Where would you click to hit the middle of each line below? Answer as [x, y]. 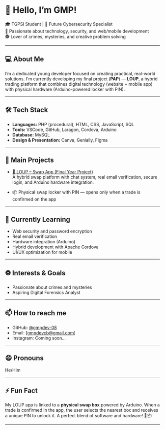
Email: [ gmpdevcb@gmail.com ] [44, 332]
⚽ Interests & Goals [35, 273]
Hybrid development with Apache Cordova [55, 247]
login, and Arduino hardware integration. [53, 182]
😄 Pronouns [25, 358]
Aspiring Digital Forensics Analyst [46, 292]
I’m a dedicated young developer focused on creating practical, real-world [80, 73]
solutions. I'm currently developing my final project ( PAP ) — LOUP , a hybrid [82, 79]
